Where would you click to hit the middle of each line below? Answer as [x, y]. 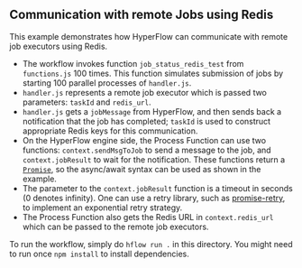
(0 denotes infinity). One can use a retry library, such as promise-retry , [154, 198]
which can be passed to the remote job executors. [115, 226]
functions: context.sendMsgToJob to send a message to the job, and [147, 150]
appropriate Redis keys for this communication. [110, 131]
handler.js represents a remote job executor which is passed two [145, 92]
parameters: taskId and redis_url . [87, 102]
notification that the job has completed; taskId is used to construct [146, 121]
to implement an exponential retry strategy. [102, 208]
